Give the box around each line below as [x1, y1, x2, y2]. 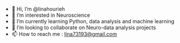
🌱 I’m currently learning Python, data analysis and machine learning [11, 18, 175, 24]
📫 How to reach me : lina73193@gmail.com [11, 31, 117, 37]
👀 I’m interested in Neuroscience [11, 12, 91, 19]
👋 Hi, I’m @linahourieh [11, 6, 65, 12]
